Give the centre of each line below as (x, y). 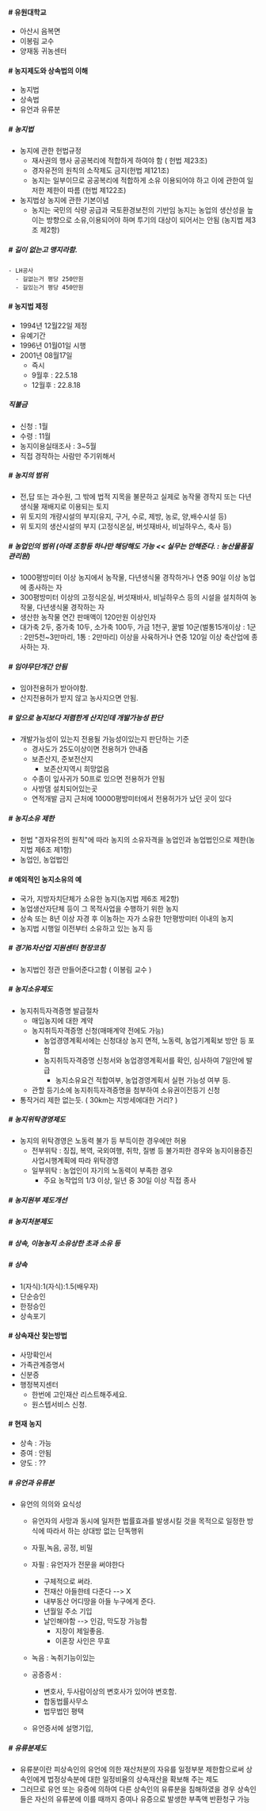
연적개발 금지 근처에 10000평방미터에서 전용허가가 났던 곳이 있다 (131, 799)
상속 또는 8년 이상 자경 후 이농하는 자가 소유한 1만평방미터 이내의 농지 (126, 918)
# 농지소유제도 (30, 989)
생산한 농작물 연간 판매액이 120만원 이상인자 (88, 617)
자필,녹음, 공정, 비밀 (62, 1548)
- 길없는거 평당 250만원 (49, 279)
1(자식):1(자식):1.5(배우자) (59, 1286)
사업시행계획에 (54, 1161)
